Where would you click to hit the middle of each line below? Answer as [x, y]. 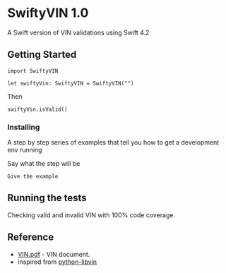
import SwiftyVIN [33, 71]
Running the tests [47, 198]
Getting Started [42, 55]
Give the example [33, 177]
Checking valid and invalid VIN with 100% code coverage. [91, 215]
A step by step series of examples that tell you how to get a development [113, 142]
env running [25, 150]
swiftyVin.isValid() [38, 109]
